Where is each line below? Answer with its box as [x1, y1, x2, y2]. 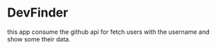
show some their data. [7, 35, 71, 43]
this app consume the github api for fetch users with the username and [7, 28, 210, 36]
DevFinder [7, 5, 69, 21]
